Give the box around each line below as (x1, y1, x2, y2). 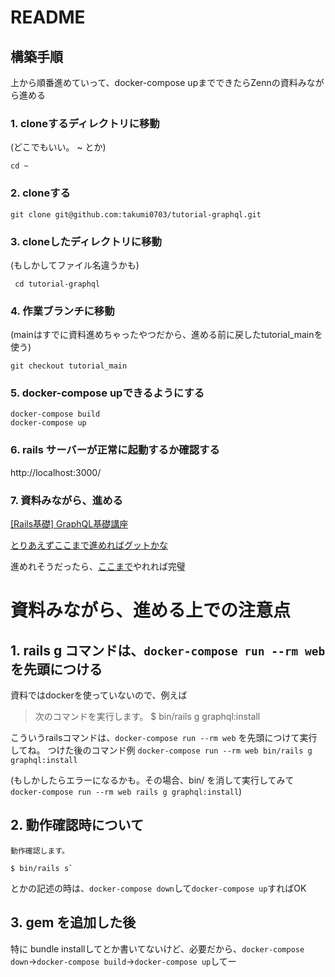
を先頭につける (10, 661, 103, 678)
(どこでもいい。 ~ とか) (10, 141, 107, 153)
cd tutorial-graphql (14, 279, 101, 289)
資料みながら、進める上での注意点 (10, 599, 292, 622)
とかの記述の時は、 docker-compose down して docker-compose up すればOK (10, 882, 307, 894)
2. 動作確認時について (10, 817, 144, 834)
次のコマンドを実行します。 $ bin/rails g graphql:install (34, 711, 261, 723)
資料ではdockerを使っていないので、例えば (10, 689, 188, 701)
